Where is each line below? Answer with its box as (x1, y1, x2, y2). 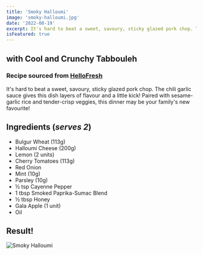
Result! (6, 226, 34, 236)
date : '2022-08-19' (6, 20, 56, 26)
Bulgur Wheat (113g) (14, 138, 66, 145)
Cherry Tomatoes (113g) (14, 157, 75, 165)
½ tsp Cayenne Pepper (14, 183, 72, 190)
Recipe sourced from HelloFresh (6, 72, 103, 80)
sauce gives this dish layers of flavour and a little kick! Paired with (6, 92, 170, 99)
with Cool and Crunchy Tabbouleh (6, 54, 138, 64)
